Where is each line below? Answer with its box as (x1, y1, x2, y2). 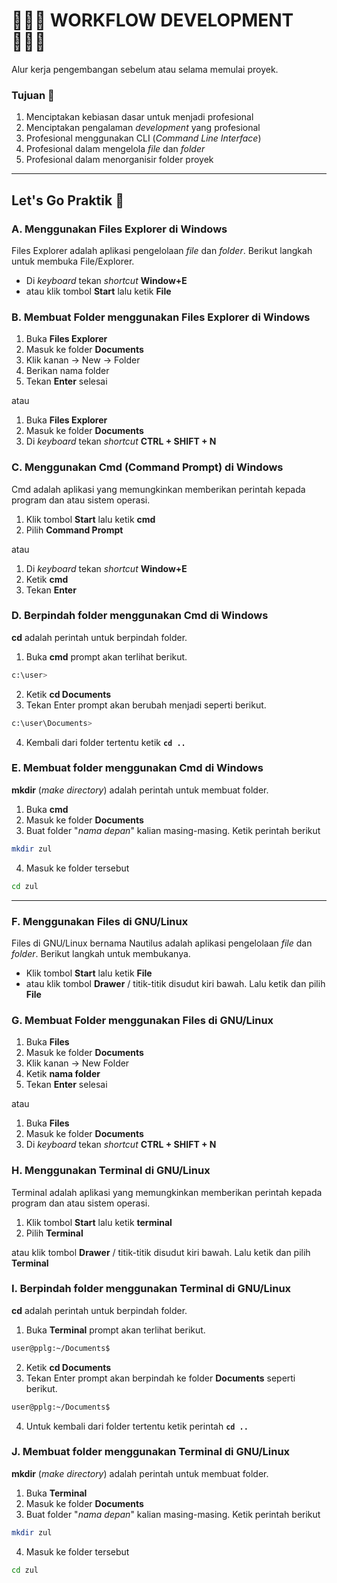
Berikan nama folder (25, 365, 110, 377)
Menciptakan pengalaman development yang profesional (25, 122, 261, 134)
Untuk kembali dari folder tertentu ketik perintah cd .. (25, 1420, 249, 1432)
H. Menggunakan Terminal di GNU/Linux (11, 1164, 211, 1178)
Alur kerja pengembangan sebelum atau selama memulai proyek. (11, 63, 279, 75)
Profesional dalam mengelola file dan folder (25, 143, 206, 155)
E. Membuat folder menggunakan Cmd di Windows (11, 761, 264, 775)
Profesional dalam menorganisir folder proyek (25, 154, 214, 166)
